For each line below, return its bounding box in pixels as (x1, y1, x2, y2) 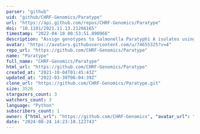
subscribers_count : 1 (6, 108, 60, 114)
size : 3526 (6, 86, 33, 92)
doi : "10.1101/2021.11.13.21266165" (6, 25, 97, 31)
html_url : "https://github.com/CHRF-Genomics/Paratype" (6, 63, 148, 70)
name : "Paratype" (6, 53, 49, 59)
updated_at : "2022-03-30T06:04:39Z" (6, 75, 97, 81)
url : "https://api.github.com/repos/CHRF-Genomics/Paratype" (6, 20, 161, 25)
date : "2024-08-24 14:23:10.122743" (6, 119, 97, 125)
